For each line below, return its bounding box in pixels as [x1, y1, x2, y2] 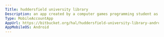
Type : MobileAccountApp [5, 16, 54, 21]
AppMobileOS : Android [5, 25, 49, 30]
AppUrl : [5, 20, 21, 25]
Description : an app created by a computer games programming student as [5, 12, 159, 16]
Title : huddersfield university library [5, 7, 89, 12]
